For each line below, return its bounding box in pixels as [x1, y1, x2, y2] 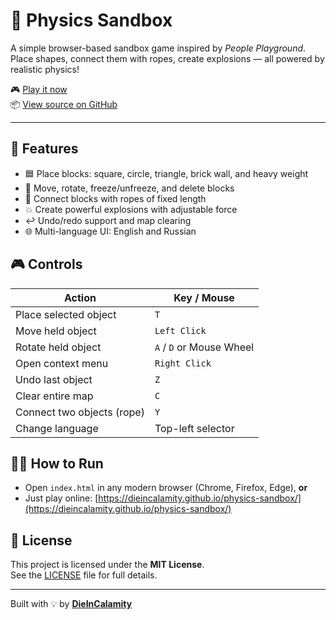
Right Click [154, 357, 212, 369]
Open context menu [15, 356, 109, 370]
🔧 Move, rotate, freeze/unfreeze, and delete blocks [24, 182, 235, 194]
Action [63, 290, 97, 304]
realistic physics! [10, 63, 80, 75]
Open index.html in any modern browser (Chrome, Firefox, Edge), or [24, 482, 308, 494]
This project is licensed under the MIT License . [10, 559, 205, 571]
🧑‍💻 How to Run [10, 455, 104, 472]
